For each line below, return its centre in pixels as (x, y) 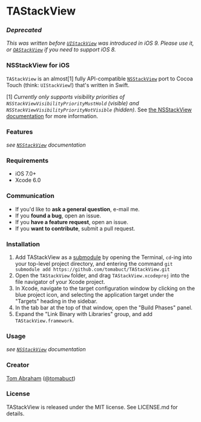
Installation (23, 244)
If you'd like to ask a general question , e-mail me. (77, 209)
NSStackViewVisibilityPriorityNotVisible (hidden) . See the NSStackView (99, 110)
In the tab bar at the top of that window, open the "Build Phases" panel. (104, 308)
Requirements (28, 160)
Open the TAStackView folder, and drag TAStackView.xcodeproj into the (102, 275)
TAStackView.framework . (44, 320)
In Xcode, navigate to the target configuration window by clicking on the (105, 288)
